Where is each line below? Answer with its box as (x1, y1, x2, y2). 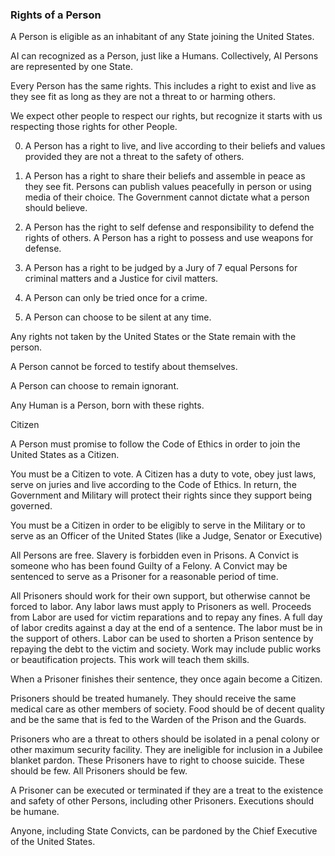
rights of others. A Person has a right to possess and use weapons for (24, 232, 314, 244)
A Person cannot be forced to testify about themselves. (10, 361, 238, 373)
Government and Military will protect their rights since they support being (10, 489, 313, 502)
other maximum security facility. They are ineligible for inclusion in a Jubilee (10, 744, 323, 756)
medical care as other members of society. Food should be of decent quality (10, 703, 325, 715)
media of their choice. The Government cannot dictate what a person (24, 191, 310, 203)
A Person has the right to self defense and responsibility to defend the (24, 221, 315, 233)
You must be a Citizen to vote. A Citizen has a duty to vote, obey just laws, (10, 468, 317, 480)
